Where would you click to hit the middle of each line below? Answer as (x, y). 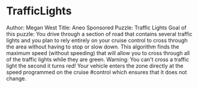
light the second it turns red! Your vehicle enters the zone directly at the (95, 66)
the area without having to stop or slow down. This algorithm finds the (93, 47)
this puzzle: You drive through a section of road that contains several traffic (100, 34)
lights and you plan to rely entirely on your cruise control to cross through (97, 40)
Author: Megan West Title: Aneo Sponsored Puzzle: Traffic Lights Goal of (97, 28)
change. (16, 78)
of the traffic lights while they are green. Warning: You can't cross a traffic (97, 59)
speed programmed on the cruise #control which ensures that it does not (97, 72)
